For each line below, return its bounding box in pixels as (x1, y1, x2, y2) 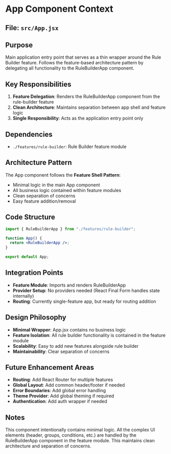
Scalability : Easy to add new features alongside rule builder (12, 343, 139, 349)
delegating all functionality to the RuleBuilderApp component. (5, 65, 134, 71)
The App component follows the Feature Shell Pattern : (5, 172, 121, 178)
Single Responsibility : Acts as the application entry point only (12, 115, 144, 122)
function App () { (5, 235, 42, 241)
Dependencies (5, 130, 53, 138)
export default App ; (5, 254, 50, 259)
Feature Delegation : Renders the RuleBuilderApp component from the (12, 93, 160, 100)
